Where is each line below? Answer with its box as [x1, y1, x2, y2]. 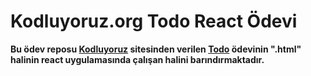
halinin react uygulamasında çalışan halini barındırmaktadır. [10, 53, 265, 65]
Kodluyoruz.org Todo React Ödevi [10, 10, 298, 33]
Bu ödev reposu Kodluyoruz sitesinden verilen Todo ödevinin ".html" [10, 43, 302, 55]
